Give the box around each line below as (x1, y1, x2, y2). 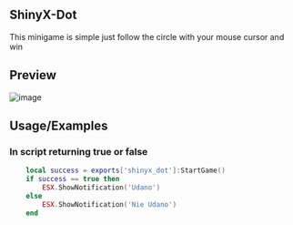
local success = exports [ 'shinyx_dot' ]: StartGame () (25, 166, 226, 176)
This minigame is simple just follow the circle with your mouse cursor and (9, 31, 285, 42)
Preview (9, 67, 57, 83)
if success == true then (25, 175, 120, 184)
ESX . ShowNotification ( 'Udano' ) (42, 183, 161, 192)
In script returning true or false (9, 145, 148, 158)
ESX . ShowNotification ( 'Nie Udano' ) (42, 199, 177, 209)
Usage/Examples (9, 118, 108, 134)
